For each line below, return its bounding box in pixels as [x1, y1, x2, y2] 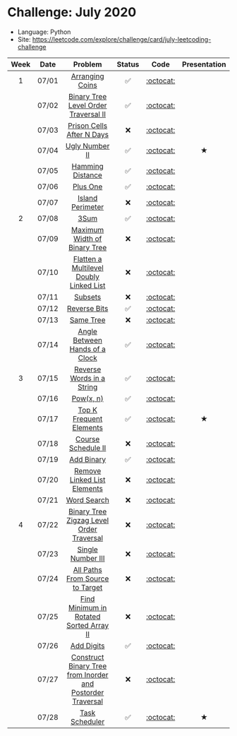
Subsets [73, 292, 102, 302]
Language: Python [17, 28, 71, 36]
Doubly [75, 271, 100, 281]
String [77, 382, 98, 392]
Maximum [71, 225, 104, 235]
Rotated [74, 612, 101, 622]
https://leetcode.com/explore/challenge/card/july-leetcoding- [32, 35, 212, 43]
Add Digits [70, 641, 105, 651]
